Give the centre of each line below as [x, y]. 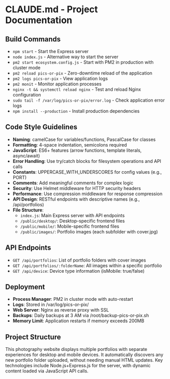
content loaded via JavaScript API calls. [47, 371]
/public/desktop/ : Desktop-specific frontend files [73, 221]
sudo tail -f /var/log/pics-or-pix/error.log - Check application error [89, 100]
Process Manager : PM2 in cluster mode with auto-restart [73, 299]
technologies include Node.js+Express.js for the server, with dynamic [78, 366]
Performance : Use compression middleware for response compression [88, 194]
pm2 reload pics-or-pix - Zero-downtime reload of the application [82, 73]
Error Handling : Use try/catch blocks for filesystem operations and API [87, 161]
